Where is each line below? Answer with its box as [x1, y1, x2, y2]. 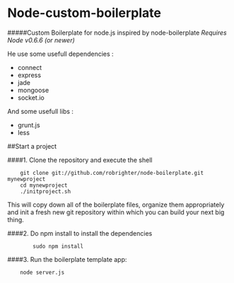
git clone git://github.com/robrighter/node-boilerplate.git [20, 169, 204, 176]
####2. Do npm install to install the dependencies [7, 229, 153, 238]
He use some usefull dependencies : [7, 50, 115, 58]
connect [17, 63, 42, 71]
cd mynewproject [20, 182, 69, 189]
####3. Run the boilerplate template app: [7, 255, 127, 263]
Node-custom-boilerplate [7, 5, 161, 21]
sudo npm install [33, 243, 83, 250]
